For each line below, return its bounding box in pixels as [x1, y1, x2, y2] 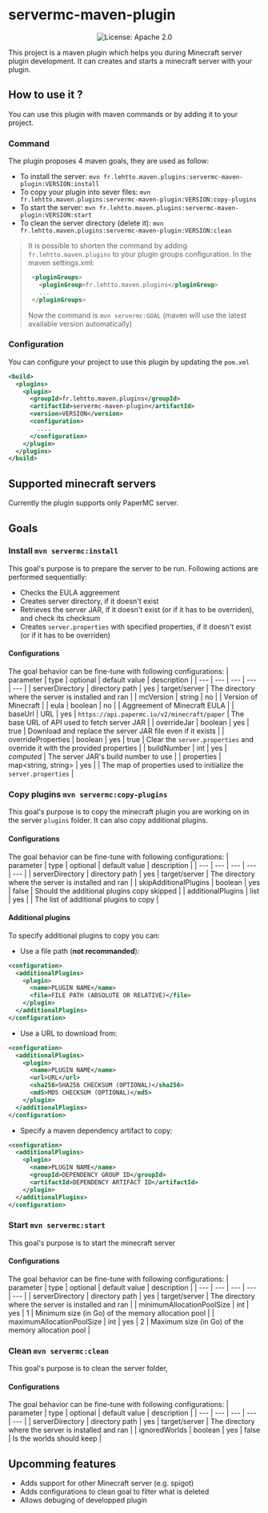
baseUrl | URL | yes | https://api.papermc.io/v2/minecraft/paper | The [8, 709, 245, 719]
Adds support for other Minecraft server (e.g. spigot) [19, 1479, 194, 1488]
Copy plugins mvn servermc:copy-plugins [8, 789, 168, 800]
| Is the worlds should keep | [8, 1434, 102, 1443]
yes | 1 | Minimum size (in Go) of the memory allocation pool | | [8, 1308, 214, 1317]
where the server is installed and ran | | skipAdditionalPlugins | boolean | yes [8, 877, 261, 887]
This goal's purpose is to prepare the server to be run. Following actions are [8, 563, 258, 573]
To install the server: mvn [19, 172, 100, 181]
